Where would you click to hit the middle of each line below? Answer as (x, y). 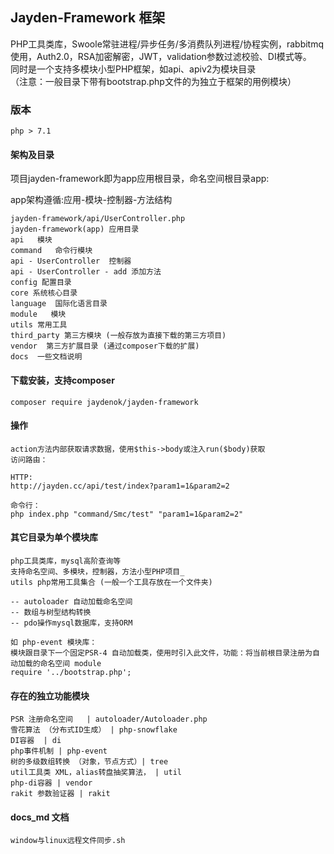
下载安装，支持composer (62, 380)
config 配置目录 (41, 283)
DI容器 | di (36, 741)
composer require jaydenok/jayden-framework (104, 402)
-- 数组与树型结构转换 (51, 612)
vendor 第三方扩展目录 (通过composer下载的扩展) (105, 346)
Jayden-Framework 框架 (88, 18)
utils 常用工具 (39, 325)
